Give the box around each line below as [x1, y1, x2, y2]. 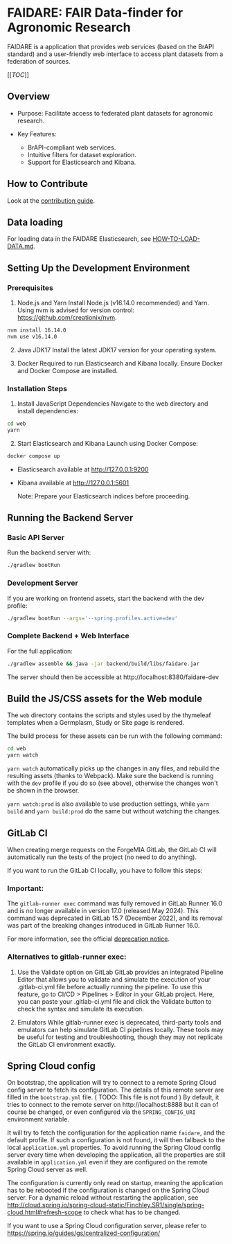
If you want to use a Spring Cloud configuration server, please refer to [7, 1222, 207, 1230]
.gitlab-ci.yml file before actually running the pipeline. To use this [17, 982, 203, 991]
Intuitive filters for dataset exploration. [27, 150, 136, 159]
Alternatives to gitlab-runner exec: [7, 952, 127, 962]
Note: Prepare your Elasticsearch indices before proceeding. [17, 492, 190, 500]
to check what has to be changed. [83, 1208, 181, 1216]
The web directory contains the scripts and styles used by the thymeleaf [7, 711, 211, 719]
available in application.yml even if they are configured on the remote [7, 1158, 208, 1166]
